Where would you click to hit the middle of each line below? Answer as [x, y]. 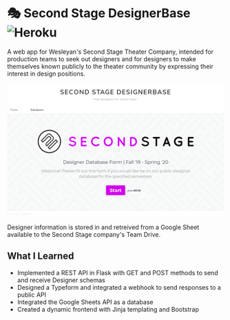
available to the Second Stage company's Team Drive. [84, 235]
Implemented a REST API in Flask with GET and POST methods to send [117, 273]
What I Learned [41, 256]
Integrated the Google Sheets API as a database [85, 302]
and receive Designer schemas [61, 280]
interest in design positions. [46, 74]
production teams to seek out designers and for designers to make [102, 58]
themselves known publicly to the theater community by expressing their [110, 66]
